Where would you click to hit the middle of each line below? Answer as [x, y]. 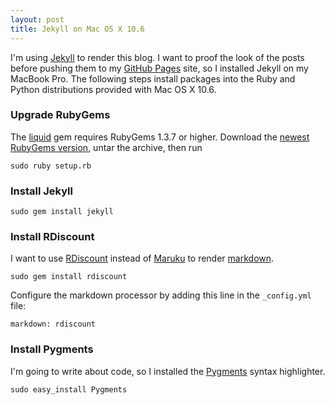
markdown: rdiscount [53, 324]
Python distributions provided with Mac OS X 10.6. [113, 89]
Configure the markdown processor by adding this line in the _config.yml [161, 295]
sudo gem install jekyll [62, 212]
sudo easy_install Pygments [69, 389]
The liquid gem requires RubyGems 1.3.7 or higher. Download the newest [160, 137]
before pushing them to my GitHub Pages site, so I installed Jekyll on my [159, 68]
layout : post [37, 19]
